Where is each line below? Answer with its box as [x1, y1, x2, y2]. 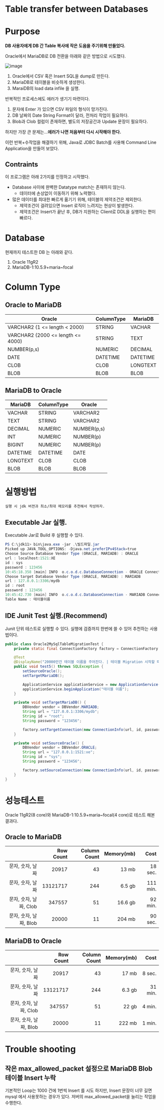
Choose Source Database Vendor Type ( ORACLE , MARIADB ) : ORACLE [5, 551, 139, 556]
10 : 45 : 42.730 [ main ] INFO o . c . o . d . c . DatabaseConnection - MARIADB [5, 593, 145, 597]
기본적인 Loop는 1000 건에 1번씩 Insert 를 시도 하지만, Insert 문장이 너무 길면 [5, 1087, 152, 1093]
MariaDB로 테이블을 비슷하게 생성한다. [12, 80, 86, 85]
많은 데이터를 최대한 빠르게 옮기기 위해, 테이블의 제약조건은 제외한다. [12, 196, 143, 202]
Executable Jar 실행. [5, 518, 67, 527]
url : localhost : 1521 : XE [5, 556, 56, 561]
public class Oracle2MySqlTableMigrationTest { [5, 642, 104, 647]
